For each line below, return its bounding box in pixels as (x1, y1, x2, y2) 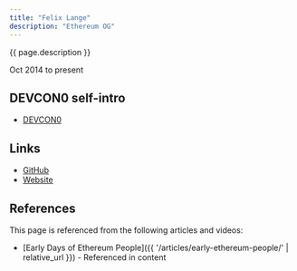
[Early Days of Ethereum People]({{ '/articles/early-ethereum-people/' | (22, 242, 289, 253)
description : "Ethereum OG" (9, 22, 116, 31)
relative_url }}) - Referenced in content (22, 251, 167, 263)
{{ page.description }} (9, 46, 91, 57)
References (9, 200, 76, 216)
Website (22, 174, 54, 186)
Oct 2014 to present (9, 64, 84, 75)
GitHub (22, 165, 50, 176)
